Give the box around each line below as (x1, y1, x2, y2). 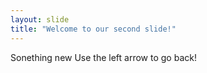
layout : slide (10, 14, 70, 25)
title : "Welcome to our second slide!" (10, 24, 177, 34)
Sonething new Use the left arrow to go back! (10, 51, 197, 63)
